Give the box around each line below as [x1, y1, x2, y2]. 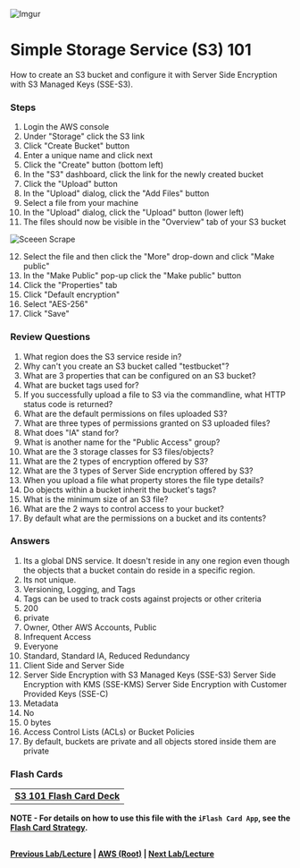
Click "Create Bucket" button [22, 140, 130, 151]
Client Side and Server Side [22, 660, 125, 670]
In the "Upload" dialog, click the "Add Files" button [22, 188, 210, 199]
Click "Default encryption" [22, 289, 120, 300]
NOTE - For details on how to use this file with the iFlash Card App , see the [10, 813, 291, 823]
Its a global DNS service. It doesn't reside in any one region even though [22, 555, 290, 566]
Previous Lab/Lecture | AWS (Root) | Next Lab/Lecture [10, 848, 215, 859]
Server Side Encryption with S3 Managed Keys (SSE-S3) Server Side [22, 669, 276, 680]
